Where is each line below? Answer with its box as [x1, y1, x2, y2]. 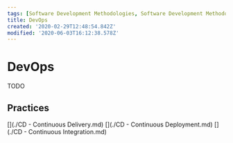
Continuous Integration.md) [28, 128, 107, 135]
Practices [7, 102, 50, 114]
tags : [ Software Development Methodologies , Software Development [7, 10, 203, 17]
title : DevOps [7, 17, 49, 23]
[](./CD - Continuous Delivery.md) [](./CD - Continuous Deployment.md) [7, 120, 213, 128]
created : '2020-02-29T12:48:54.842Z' [7, 23, 116, 30]
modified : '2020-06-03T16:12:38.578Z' [7, 29, 119, 37]
